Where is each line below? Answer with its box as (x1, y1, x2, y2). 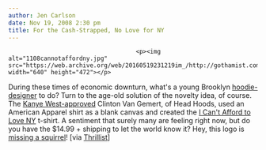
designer (8, 91, 37, 100)
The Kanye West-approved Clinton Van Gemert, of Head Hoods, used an (8, 99, 245, 109)
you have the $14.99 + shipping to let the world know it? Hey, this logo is (8, 124, 245, 134)
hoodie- (232, 82, 258, 92)
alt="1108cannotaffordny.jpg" (8, 54, 108, 63)
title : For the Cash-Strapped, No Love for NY (8, 26, 165, 34)
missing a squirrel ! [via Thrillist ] (8, 133, 111, 142)
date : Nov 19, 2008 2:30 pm (8, 19, 101, 27)
